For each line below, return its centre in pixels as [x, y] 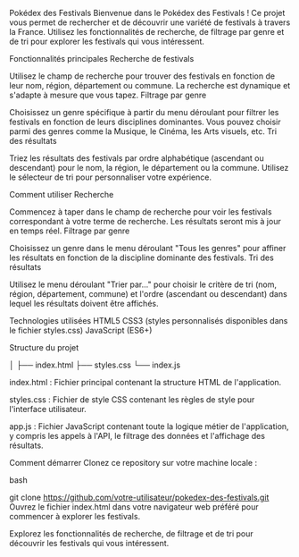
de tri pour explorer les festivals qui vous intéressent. [107, 41]
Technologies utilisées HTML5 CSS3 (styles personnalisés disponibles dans [149, 321]
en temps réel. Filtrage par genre [70, 231]
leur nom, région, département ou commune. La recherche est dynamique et [150, 85]
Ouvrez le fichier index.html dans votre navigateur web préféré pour [134, 507]
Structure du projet [44, 347]
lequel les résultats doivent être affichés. [84, 304]
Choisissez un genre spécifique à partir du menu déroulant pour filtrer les [144, 112]
